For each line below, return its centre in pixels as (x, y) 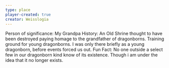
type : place (18, 10)
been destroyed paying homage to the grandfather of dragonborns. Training (85, 39)
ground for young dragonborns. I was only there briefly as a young (75, 44)
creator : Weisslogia (27, 19)
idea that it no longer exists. (34, 60)
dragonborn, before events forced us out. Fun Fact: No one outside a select (84, 50)
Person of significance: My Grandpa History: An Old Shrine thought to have (84, 34)
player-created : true (28, 15)
